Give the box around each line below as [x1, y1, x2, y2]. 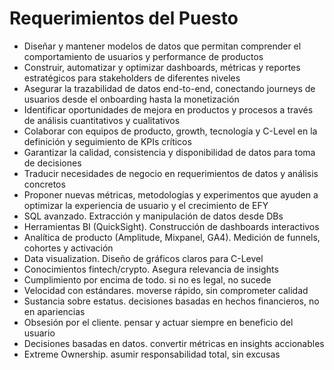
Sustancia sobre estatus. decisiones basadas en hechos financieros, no [23, 295, 320, 307]
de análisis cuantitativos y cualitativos [23, 114, 181, 126]
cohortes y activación [23, 242, 114, 254]
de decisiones [23, 157, 82, 169]
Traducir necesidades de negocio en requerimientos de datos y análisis [23, 167, 319, 179]
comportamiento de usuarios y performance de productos [23, 50, 264, 62]
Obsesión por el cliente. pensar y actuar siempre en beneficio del [23, 316, 294, 328]
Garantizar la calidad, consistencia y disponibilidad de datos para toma [23, 146, 316, 158]
